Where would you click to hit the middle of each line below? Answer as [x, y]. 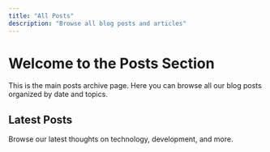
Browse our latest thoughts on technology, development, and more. [121, 139]
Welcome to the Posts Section [111, 63]
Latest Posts [41, 119]
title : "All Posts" [41, 16]
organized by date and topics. [58, 95]
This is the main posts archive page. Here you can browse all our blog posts [135, 86]
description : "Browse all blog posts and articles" [97, 23]
